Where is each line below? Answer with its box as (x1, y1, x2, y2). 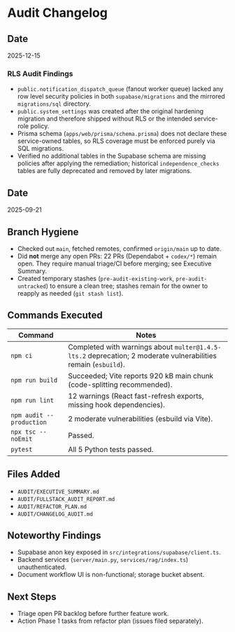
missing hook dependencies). (67, 399, 166, 409)
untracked (17, 282, 47, 290)
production (10, 418, 47, 426)
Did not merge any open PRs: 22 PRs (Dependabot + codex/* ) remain (17, 252, 217, 260)
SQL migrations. (17, 144, 64, 153)
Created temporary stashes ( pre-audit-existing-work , (17, 274, 175, 282)
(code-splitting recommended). (67, 380, 173, 390)
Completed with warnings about (67, 342, 173, 352)
